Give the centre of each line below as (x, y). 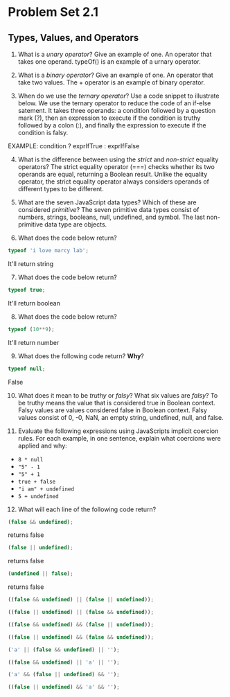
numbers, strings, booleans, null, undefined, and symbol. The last (111, 217)
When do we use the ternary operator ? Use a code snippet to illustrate (118, 96)
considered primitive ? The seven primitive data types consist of (108, 210)
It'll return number (34, 342)
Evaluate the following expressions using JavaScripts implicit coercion (118, 431)
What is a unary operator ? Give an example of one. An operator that (115, 54)
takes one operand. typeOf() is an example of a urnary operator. (109, 62)
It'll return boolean (34, 303)
